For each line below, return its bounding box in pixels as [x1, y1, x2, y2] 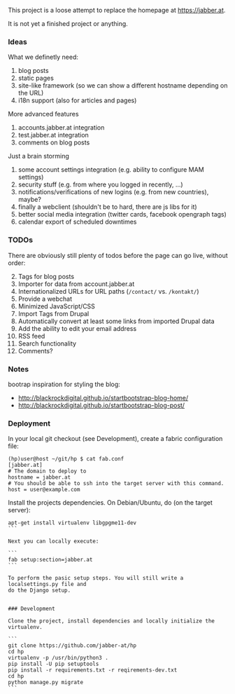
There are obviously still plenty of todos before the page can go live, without [8, 251, 228, 259]
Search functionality [17, 339, 76, 348]
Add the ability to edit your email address [17, 324, 137, 332]
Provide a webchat [17, 294, 73, 303]
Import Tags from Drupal [17, 309, 90, 318]
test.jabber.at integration [17, 131, 90, 140]
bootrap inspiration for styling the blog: [8, 380, 121, 388]
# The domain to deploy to [8, 468, 87, 475]
